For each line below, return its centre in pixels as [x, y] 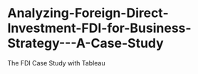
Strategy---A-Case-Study [85, 43]
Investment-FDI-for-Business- [99, 28]
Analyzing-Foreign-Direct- [88, 13]
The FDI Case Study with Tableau [56, 63]
